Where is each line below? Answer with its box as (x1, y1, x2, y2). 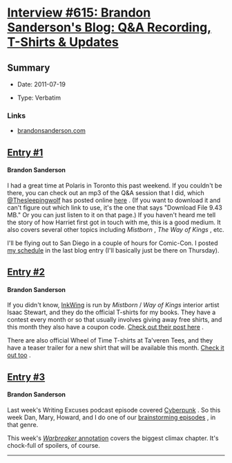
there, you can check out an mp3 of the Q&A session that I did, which (7, 188, 205, 197)
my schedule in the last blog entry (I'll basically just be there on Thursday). (7, 246, 220, 254)
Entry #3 (7, 371, 46, 383)
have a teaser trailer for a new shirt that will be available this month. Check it (7, 344, 224, 352)
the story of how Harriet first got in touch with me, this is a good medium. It (7, 218, 221, 226)
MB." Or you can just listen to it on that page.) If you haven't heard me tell (7, 210, 216, 219)
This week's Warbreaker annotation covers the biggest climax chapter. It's (7, 434, 219, 442)
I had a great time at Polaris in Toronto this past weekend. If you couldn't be (7, 181, 222, 190)
